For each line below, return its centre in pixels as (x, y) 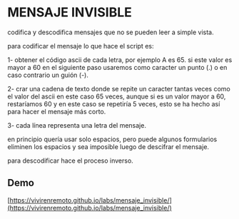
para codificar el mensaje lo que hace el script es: (81, 46)
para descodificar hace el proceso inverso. (70, 161)
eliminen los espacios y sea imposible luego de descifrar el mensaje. (108, 146)
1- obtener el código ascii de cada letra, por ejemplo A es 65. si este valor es (120, 60)
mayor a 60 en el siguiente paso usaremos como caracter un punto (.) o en (117, 67)
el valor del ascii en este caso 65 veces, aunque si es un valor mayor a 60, (117, 96)
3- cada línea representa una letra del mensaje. (77, 125)
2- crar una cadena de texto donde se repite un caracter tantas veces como (119, 88)
